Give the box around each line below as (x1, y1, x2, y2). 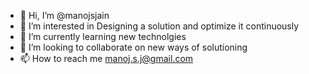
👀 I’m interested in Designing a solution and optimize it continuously (19, 20, 300, 32)
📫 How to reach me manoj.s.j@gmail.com (19, 53, 194, 64)
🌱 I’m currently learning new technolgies (19, 31, 187, 42)
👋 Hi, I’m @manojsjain (19, 10, 110, 21)
